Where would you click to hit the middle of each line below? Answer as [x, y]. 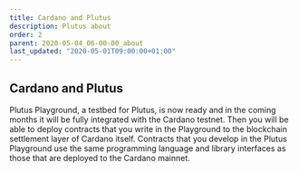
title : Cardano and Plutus [60, 18]
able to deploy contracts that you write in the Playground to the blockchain [149, 129]
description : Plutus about [60, 26]
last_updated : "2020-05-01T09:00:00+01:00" [93, 52]
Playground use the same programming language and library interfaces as [148, 148]
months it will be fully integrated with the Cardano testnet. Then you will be [149, 119]
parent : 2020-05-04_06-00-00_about [77, 43]
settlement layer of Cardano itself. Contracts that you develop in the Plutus [149, 139]
